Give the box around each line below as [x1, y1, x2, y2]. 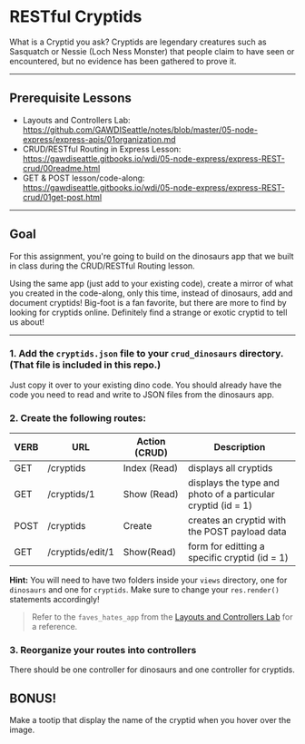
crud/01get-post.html [22, 191, 103, 202]
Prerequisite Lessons [9, 91, 132, 106]
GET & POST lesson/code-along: [22, 172, 145, 183]
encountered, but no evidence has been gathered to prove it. [9, 55, 237, 66]
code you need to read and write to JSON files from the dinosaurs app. [9, 388, 275, 400]
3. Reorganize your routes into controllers [9, 644, 197, 657]
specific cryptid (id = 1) [187, 552, 289, 564]
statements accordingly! [9, 594, 100, 605]
